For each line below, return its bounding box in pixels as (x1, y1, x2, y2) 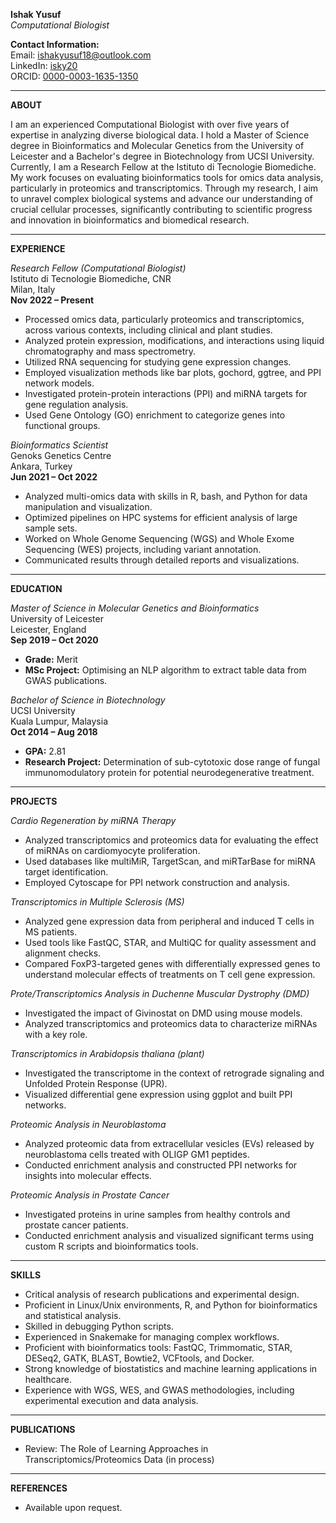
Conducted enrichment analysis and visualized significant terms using (24, 1230, 315, 1241)
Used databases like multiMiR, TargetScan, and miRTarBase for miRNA (24, 855, 316, 867)
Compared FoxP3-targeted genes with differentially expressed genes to (24, 958, 321, 969)
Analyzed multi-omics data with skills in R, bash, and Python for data (24, 490, 308, 502)
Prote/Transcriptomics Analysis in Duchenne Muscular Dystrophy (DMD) (10, 988, 310, 999)
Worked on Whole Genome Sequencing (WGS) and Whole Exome (24, 533, 295, 544)
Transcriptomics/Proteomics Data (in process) (24, 1454, 215, 1465)
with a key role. (24, 1029, 88, 1040)
